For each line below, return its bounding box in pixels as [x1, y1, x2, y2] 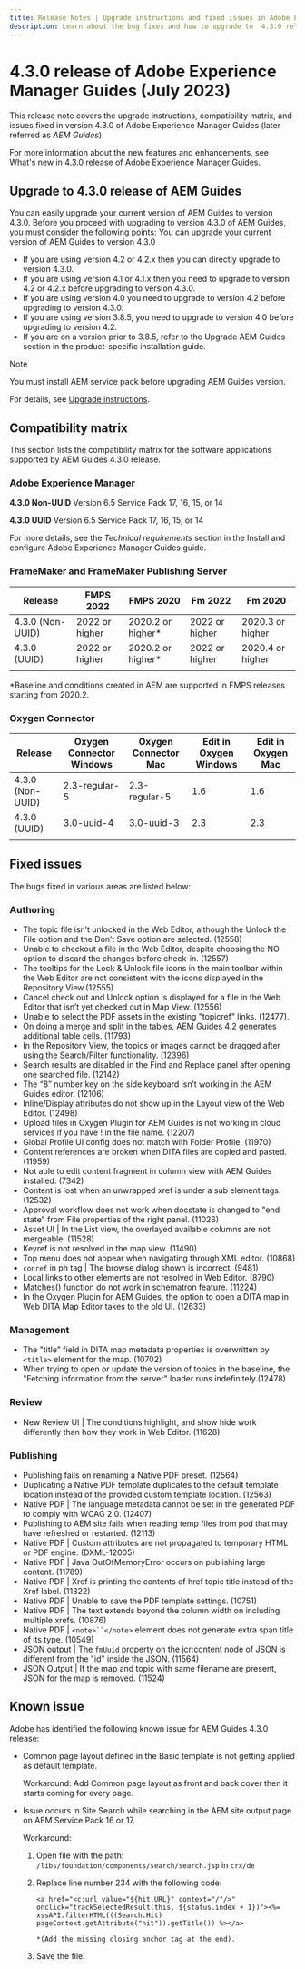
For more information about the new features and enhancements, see [9, 147, 270, 158]
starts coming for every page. [22, 1787, 134, 1798]
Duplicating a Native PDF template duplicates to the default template [22, 1479, 279, 1490]
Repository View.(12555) [22, 982, 114, 993]
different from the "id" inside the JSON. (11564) [22, 1653, 200, 1664]
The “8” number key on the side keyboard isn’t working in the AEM [22, 1079, 272, 1090]
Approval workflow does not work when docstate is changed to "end [22, 1204, 280, 1215]
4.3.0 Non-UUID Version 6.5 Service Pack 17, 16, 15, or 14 [9, 497, 224, 508]
